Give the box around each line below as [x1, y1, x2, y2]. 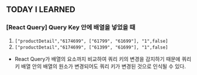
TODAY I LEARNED [6, 5, 75, 15]
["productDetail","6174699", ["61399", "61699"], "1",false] [14, 44, 169, 50]
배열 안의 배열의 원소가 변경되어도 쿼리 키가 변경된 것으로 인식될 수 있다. [21, 63, 186, 70]
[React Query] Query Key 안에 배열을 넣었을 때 [6, 23, 136, 32]
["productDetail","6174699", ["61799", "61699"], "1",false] [14, 38, 169, 44]
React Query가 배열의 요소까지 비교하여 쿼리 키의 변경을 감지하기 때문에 [14, 55, 181, 62]
